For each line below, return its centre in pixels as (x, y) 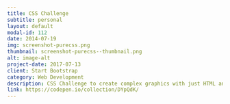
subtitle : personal (35, 20)
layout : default (30, 26)
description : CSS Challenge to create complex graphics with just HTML (111, 83)
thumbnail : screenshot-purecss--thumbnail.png (75, 52)
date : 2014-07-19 (32, 39)
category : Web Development (46, 77)
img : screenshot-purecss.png (49, 45)
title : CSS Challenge (38, 13)
